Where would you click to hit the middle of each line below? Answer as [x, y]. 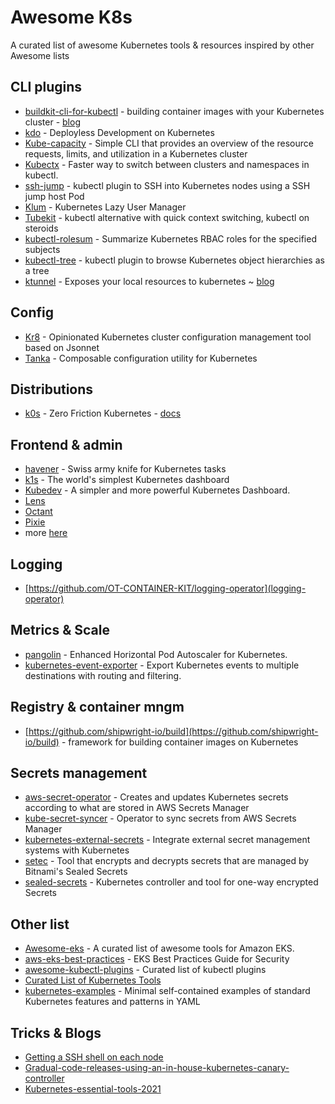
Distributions [52, 389]
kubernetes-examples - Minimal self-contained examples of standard [167, 991]
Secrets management [79, 773]
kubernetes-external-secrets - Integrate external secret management [167, 840]
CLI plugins [46, 87]
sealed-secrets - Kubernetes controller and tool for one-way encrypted [171, 882]
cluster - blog [52, 122]
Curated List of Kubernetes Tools [93, 980]
